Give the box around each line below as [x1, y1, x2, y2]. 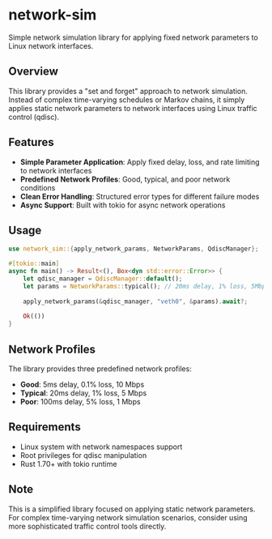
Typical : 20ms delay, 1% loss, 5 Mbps [19, 387, 147, 398]
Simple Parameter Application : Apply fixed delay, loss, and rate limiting [19, 156, 261, 167]
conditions [19, 182, 56, 192]
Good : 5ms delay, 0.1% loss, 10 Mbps [19, 379, 145, 389]
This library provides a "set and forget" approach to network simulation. [8, 86, 249, 96]
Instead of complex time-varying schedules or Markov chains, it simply [8, 95, 245, 105]
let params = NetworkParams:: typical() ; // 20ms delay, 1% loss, [23, 282, 249, 290]
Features [8, 135, 54, 149]
